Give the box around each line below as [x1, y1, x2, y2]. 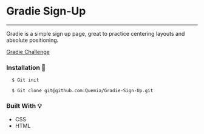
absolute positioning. [6, 36, 59, 44]
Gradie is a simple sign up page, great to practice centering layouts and [6, 30, 185, 37]
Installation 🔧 [6, 63, 46, 72]
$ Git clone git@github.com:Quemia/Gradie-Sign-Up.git [12, 88, 154, 94]
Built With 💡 [6, 102, 42, 110]
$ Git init [12, 77, 39, 83]
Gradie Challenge [6, 48, 50, 55]
